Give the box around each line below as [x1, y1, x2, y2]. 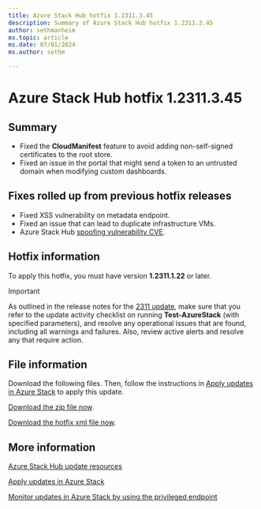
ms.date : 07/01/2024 [8, 41, 76, 49]
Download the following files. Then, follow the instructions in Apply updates [8, 379, 254, 388]
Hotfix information [8, 250, 100, 264]
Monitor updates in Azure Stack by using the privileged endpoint [8, 492, 218, 502]
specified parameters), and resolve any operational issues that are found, [8, 318, 247, 327]
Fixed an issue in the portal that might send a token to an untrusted [19, 159, 237, 167]
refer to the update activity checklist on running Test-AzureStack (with [8, 309, 240, 320]
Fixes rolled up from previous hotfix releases [8, 189, 232, 203]
